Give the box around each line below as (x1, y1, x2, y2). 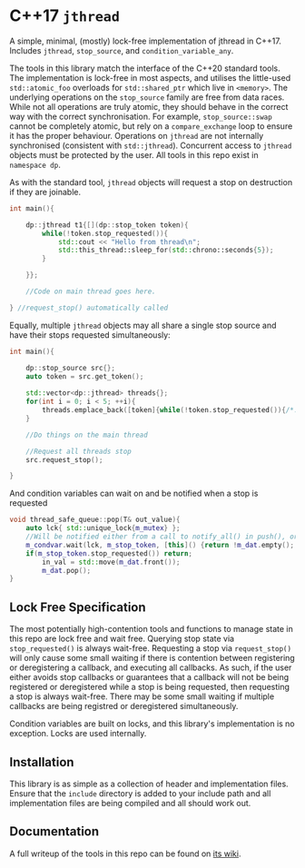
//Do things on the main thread (25, 430, 148, 439)
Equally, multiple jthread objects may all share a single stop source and (9, 320, 277, 330)
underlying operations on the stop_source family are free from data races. (9, 92, 285, 103)
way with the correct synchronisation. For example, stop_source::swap (9, 111, 272, 122)
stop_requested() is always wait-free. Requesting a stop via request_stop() (9, 643, 292, 654)
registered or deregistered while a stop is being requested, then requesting (9, 682, 290, 693)
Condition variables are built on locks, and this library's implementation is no (9, 718, 295, 729)
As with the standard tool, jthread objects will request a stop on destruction (9, 176, 293, 187)
